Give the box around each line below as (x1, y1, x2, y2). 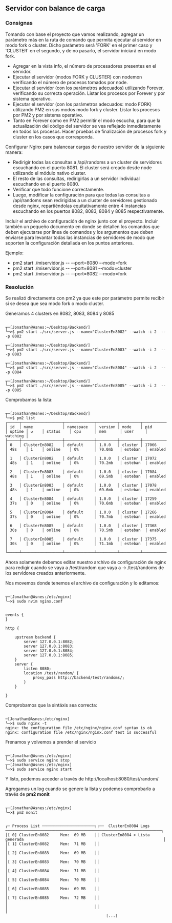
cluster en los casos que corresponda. (12, 133, 94, 140)
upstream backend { (14, 634, 56, 640)
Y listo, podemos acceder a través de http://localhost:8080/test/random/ (5, 775, 159, 781)
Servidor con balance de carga (5, 4, 105, 13)
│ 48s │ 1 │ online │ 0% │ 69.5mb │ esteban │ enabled (5, 474, 166, 479)
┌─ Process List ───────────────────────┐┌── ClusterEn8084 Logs (5, 823, 150, 829)
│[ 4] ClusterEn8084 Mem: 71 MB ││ (5, 868, 100, 873)
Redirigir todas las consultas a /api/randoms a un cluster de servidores (12, 159, 162, 165)
